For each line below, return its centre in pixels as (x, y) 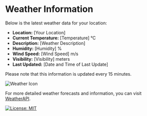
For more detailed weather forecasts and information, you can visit (73, 93)
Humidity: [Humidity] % (37, 48)
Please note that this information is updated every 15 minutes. (69, 74)
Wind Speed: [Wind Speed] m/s (45, 54)
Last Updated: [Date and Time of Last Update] (60, 64)
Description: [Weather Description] (49, 43)
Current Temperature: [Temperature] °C (54, 38)
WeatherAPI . (18, 99)
